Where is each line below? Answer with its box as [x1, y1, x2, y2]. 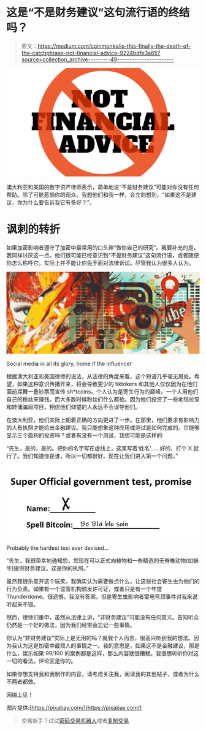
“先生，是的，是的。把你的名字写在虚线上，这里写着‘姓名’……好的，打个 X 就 [6, 445, 199, 452]
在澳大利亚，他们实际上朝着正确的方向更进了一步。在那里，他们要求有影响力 [6, 416, 200, 424]
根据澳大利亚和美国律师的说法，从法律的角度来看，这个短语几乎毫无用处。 [6, 373, 194, 380]
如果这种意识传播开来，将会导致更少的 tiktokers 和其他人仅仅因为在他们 [17, 381, 198, 388]
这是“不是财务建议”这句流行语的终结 [6, 6, 190, 20]
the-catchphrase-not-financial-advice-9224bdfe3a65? [21, 49, 161, 56]
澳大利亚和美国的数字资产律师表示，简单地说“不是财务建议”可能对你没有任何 [6, 183, 199, 191]
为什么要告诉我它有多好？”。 [22, 199, 95, 206]
